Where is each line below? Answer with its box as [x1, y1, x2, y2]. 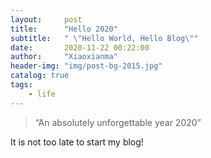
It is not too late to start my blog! [10, 136, 144, 148]
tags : [10, 80, 33, 90]
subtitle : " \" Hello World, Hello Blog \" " [10, 33, 199, 43]
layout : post [10, 14, 83, 25]
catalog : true [10, 71, 70, 81]
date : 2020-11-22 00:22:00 [10, 42, 150, 53]
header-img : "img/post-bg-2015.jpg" [10, 61, 163, 71]
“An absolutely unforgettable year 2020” [34, 116, 202, 128]
